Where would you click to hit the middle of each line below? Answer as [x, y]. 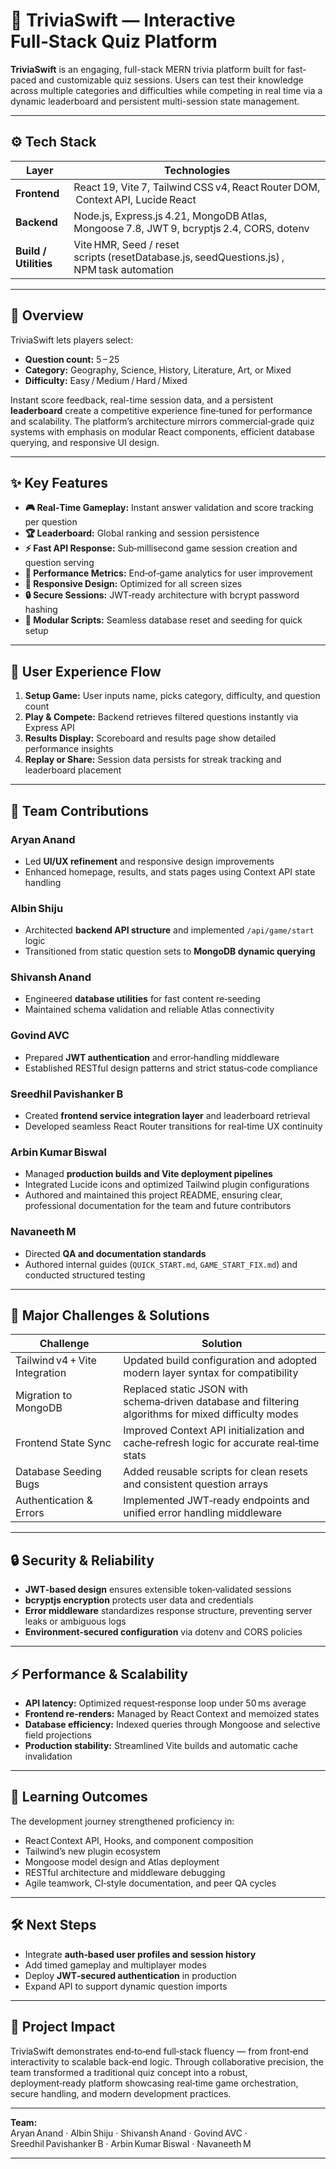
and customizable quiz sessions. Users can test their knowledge [171, 80]
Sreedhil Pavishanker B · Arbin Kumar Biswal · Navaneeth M [131, 2143]
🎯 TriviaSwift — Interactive [123, 20]
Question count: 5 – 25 [72, 359]
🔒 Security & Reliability [82, 1560]
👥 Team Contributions [80, 810]
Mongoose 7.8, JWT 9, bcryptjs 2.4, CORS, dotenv [191, 228]
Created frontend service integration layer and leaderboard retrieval [167, 1116]
